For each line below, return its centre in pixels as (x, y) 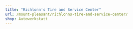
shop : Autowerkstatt (27, 19)
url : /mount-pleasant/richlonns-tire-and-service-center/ (66, 14)
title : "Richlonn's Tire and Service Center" (53, 10)
